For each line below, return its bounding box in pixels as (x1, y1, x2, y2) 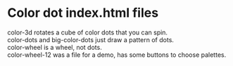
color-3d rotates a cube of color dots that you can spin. (7, 28, 168, 37)
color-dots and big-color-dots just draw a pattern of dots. (7, 35, 175, 44)
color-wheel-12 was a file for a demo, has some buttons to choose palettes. (7, 51, 227, 59)
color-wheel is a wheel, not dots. (7, 43, 102, 51)
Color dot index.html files (7, 5, 159, 21)
